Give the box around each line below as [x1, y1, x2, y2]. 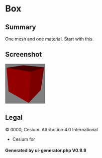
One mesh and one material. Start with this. [5, 36, 94, 42]
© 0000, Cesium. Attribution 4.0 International [5, 126, 98, 132]
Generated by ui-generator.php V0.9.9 [5, 148, 87, 154]
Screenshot [5, 50, 42, 59]
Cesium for [12, 136, 35, 142]
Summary [5, 23, 36, 31]
